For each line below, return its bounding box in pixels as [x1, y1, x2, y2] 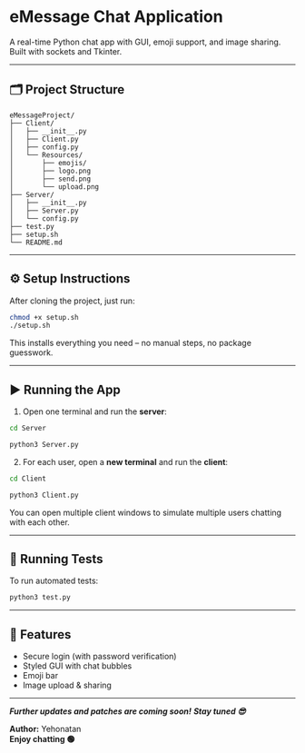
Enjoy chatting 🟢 [9, 734, 75, 745]
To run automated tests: [9, 575, 99, 587]
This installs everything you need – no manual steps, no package [9, 338, 252, 349]
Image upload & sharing [22, 679, 112, 691]
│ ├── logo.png [9, 166, 92, 175]
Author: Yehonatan [9, 724, 82, 735]
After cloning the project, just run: [9, 295, 135, 306]
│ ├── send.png [9, 174, 92, 183]
